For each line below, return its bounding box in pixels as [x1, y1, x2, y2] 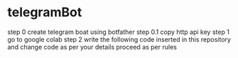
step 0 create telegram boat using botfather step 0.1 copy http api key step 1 [7, 28, 229, 36]
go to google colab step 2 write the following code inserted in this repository [7, 35, 231, 43]
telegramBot [7, 4, 82, 21]
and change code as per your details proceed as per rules [7, 42, 178, 51]
